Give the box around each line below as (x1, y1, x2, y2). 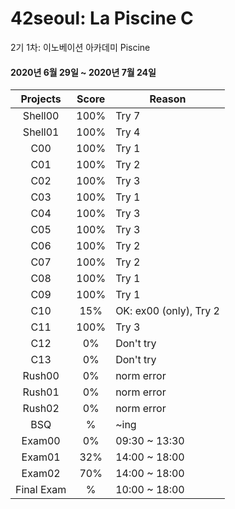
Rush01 (22, 385, 60, 399)
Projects (20, 92, 62, 106)
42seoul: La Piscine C (10, 7, 194, 30)
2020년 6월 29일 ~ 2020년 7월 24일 (10, 66, 157, 78)
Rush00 (22, 369, 60, 383)
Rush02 (22, 402, 60, 416)
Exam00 (21, 434, 61, 448)
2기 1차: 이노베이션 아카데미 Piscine (10, 41, 151, 53)
